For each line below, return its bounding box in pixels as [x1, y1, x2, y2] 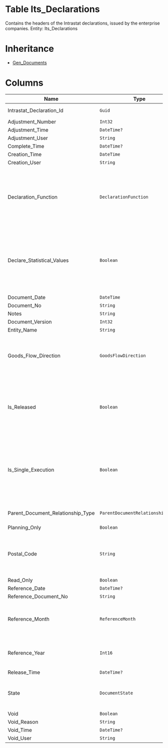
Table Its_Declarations [5, 4, 100, 15]
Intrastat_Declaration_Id [7, 107, 63, 114]
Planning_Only [7, 524, 41, 531]
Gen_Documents [12, 59, 47, 66]
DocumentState [99, 690, 133, 696]
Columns [5, 77, 43, 89]
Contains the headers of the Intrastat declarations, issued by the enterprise [5, 20, 160, 26]
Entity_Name [7, 326, 37, 333]
